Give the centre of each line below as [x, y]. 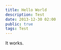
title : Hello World [26, 10]
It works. [15, 43]
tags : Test [17, 29]
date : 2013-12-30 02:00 [31, 19]
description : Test [25, 15]
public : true [19, 24]
